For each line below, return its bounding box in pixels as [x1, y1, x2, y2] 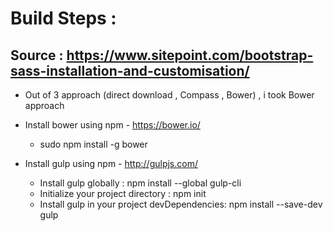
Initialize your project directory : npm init [39, 188, 207, 199]
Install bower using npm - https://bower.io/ [24, 119, 201, 131]
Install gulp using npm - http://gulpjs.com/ [24, 158, 198, 169]
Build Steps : [10, 7, 117, 30]
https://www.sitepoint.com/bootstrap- [66, 47, 314, 64]
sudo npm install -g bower [39, 138, 148, 150]
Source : [10, 47, 64, 64]
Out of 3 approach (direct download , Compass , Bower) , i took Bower [24, 89, 315, 101]
